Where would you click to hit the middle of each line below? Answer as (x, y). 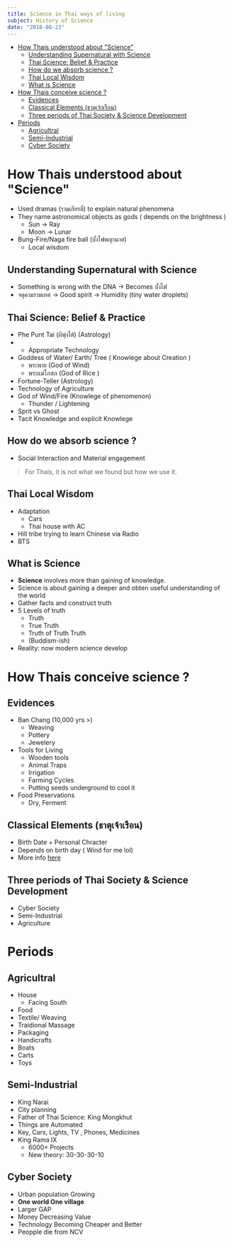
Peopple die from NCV (50, 1232)
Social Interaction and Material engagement (81, 458)
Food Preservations (46, 795)
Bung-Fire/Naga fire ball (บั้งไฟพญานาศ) (72, 240)
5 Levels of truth (41, 611)
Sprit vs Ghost (38, 411)
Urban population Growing (56, 1194)
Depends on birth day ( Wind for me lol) (75, 850)
